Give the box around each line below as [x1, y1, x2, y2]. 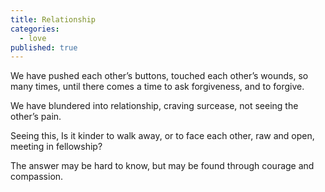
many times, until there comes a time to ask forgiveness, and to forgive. [10, 81, 305, 93]
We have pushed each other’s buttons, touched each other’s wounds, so [10, 70, 309, 82]
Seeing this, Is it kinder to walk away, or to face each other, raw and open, [10, 130, 315, 142]
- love [19, 33, 47, 43]
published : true [10, 42, 78, 53]
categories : [10, 24, 60, 34]
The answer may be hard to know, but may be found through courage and [10, 160, 315, 172]
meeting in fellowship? [10, 141, 103, 153]
